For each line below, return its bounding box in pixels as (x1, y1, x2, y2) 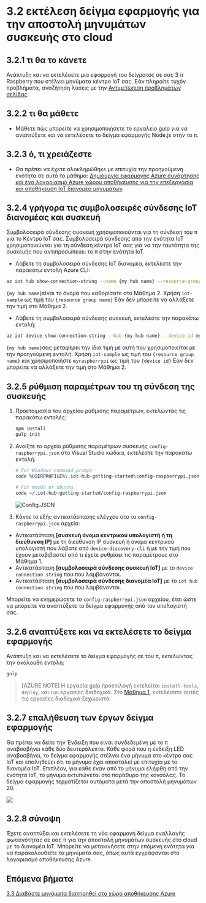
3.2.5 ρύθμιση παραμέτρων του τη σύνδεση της (6, 381, 195, 392)
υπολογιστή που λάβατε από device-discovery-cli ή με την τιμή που (15, 545, 191, 552)
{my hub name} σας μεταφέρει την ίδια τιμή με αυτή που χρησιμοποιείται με (6, 344, 196, 351)
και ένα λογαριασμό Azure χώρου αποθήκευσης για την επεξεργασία (15, 178, 194, 185)
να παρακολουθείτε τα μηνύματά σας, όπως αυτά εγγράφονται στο (6, 849, 180, 857)
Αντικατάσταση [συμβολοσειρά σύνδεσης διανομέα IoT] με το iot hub (15, 577, 198, 584)
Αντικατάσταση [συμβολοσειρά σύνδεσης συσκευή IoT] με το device (15, 564, 193, 572)
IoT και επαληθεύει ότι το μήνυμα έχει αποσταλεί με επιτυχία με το (6, 758, 178, 765)
